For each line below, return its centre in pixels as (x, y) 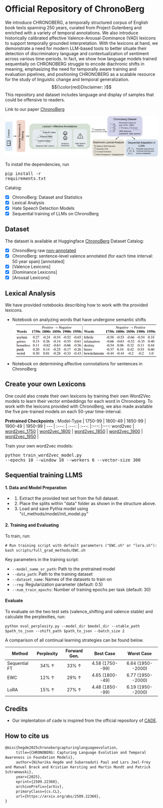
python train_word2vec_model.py (43, 455)
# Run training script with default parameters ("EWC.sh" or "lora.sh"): (81, 545)
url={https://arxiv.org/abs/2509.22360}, (58, 797)
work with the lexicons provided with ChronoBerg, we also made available (79, 406)
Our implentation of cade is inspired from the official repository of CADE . (85, 721)
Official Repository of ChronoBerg (75, 9)
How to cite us (27, 736)
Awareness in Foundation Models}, (40, 758)
